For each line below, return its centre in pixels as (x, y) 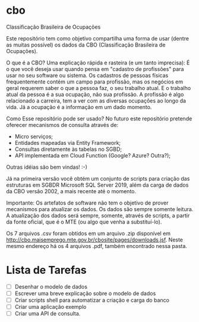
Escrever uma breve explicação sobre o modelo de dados (85, 293)
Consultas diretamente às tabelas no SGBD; (68, 149)
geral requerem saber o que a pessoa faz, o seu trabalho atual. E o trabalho (99, 88)
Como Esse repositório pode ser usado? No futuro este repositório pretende (99, 118)
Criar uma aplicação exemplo (50, 307)
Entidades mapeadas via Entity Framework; (68, 143)
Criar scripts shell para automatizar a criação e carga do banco (92, 300)
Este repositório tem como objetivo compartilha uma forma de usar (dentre (97, 38)
